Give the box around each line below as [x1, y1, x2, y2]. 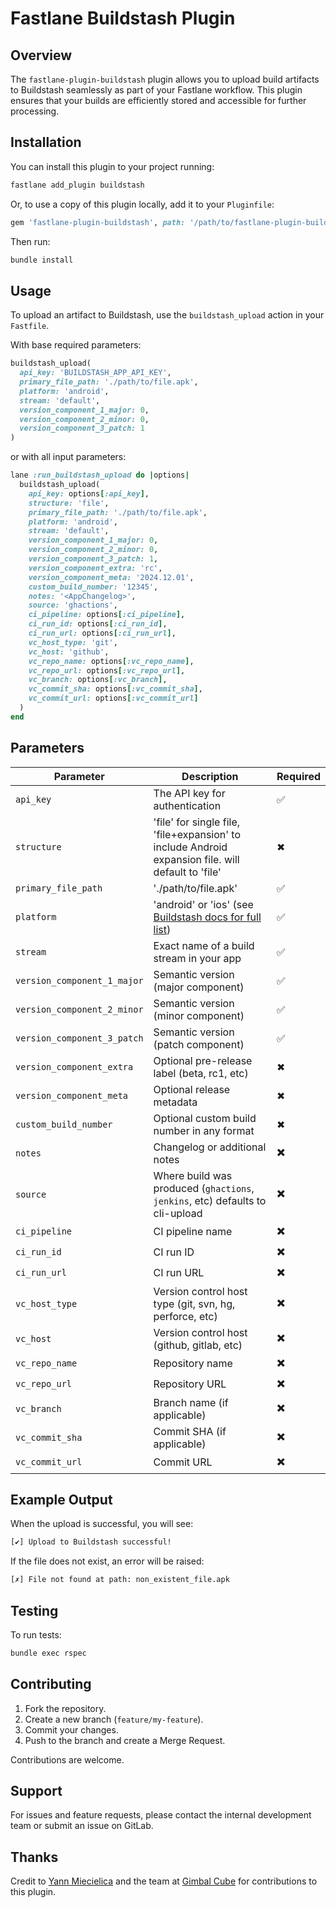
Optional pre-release [153, 1053, 253, 1067]
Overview [10, 47, 73, 64]
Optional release [153, 1082, 231, 1096]
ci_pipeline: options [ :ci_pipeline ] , [28, 610, 186, 620]
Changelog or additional [153, 1140, 267, 1154]
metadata [153, 1095, 198, 1109]
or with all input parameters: [10, 451, 127, 463]
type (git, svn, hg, [153, 1297, 236, 1311]
